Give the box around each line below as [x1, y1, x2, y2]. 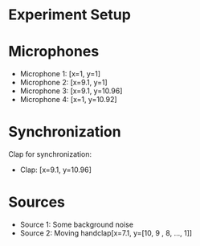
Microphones [8, 43, 100, 61]
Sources [8, 193, 66, 211]
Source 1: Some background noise [19, 219, 134, 229]
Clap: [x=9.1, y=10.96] [19, 165, 92, 174]
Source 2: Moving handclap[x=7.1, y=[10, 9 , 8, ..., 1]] [19, 228, 193, 238]
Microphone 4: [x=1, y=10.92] [19, 95, 118, 105]
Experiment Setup [8, 6, 131, 24]
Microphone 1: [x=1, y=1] [19, 69, 101, 79]
